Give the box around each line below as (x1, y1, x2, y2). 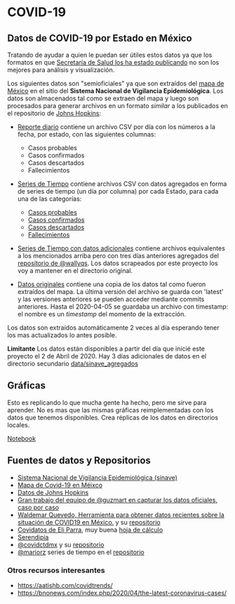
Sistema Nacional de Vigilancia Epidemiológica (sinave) (17, 473, 177, 481)
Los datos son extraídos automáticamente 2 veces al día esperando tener (7, 323, 220, 332)
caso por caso (17, 503, 60, 511)
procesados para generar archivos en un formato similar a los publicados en (7, 102, 228, 109)
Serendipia (17, 532, 49, 541)
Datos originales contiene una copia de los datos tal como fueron (17, 280, 206, 288)
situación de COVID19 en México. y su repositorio (17, 518, 161, 526)
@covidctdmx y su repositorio (17, 540, 105, 549)
